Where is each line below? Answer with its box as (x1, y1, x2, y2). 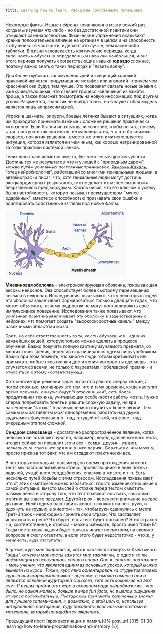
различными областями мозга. (5, 323, 70, 329)
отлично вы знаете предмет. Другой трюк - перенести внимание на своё (5, 496, 158, 502)
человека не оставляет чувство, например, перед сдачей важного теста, (5, 434, 158, 440)
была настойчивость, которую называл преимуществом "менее (5, 190, 139, 196)
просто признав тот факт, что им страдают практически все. (5, 450, 132, 456)
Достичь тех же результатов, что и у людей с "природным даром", (5, 159, 145, 165)
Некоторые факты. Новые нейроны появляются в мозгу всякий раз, (5, 22, 147, 28)
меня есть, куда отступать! (5, 537, 62, 543)
